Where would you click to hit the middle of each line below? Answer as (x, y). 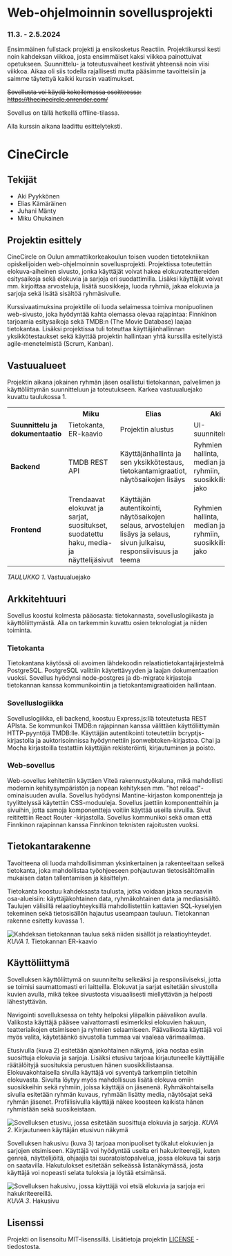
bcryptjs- (191, 733)
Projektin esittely (45, 240)
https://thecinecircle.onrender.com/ (58, 100)
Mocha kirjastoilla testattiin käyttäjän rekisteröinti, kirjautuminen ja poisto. (112, 748)
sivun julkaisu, (143, 543)
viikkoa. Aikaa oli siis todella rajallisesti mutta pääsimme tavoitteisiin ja (107, 71)
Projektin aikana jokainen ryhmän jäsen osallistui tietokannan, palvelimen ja (114, 382)
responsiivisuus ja (149, 551)
